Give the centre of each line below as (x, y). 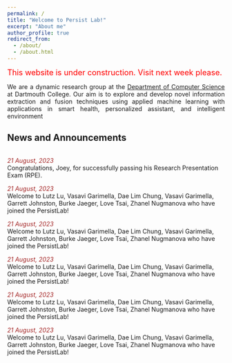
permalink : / (26, 13)
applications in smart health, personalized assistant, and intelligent (116, 108)
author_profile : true (38, 33)
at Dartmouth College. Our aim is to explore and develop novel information (116, 94)
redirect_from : (29, 39)
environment (25, 116)
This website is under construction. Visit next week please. (115, 72)
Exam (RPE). (25, 175)
